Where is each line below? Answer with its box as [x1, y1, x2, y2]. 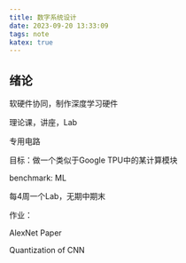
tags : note [9, 29, 50, 38]
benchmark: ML [9, 172, 67, 183]
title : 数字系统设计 [9, 12, 77, 22]
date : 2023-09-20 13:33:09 [9, 21, 109, 30]
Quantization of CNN [9, 245, 86, 256]
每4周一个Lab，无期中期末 [9, 191, 106, 202]
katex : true [9, 37, 53, 47]
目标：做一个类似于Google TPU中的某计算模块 [9, 155, 178, 165]
